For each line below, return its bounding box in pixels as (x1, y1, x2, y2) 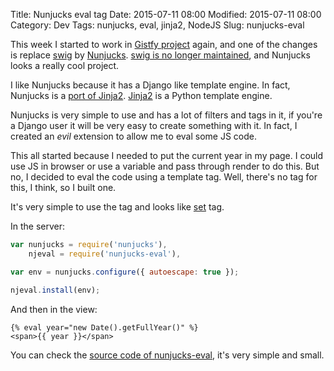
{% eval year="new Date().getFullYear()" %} (10, 322, 199, 333)
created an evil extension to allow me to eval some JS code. (10, 130, 257, 142)
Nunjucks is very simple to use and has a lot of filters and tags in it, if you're (10, 109, 323, 121)
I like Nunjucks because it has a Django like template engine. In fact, (10, 79, 291, 91)
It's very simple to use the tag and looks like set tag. (10, 201, 225, 213)
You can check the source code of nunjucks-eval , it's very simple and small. (10, 349, 325, 361)
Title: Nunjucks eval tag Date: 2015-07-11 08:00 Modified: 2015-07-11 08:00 (10, 9, 322, 20)
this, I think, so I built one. (10, 182, 117, 193)
